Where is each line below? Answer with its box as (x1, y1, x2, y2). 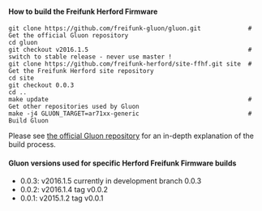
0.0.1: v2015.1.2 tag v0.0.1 (19, 193, 104, 203)
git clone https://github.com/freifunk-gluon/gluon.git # (8, 24, 252, 32)
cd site (8, 74, 35, 83)
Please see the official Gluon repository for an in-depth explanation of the (8, 131, 254, 141)
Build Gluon (8, 117, 49, 125)
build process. (8, 140, 57, 149)
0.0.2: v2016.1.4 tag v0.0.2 (19, 185, 108, 195)
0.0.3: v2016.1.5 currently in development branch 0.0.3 (19, 176, 202, 186)
